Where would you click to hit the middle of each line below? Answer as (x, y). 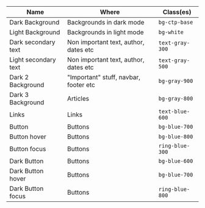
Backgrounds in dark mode (106, 22)
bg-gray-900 (176, 81)
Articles (78, 99)
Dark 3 (19, 95)
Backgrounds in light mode (106, 32)
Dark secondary (32, 42)
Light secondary (33, 59)
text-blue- (174, 111)
